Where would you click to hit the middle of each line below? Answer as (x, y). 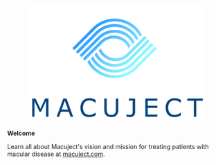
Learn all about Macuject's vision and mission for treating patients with (108, 147)
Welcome (21, 133)
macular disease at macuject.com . (56, 154)
